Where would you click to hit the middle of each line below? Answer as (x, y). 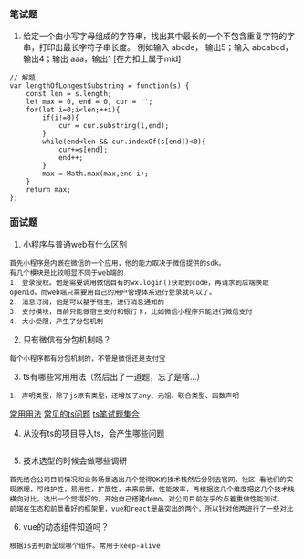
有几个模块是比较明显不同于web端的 (67, 273)
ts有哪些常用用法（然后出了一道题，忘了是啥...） (114, 376)
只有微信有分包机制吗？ (67, 339)
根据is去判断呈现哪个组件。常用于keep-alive (85, 545)
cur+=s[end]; (83, 150)
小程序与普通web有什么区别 (75, 244)
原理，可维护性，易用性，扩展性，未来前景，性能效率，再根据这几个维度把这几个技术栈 (155, 489)
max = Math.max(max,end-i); (95, 174)
